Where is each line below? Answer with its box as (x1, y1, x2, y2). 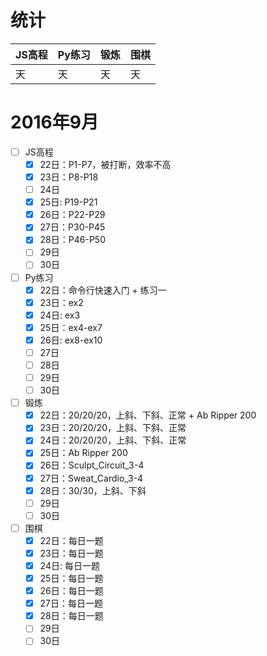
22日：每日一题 (39, 534, 104, 546)
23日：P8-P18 (39, 171, 99, 183)
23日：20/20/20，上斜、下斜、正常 (39, 422, 187, 434)
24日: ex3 (39, 309, 81, 321)
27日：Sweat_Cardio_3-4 (39, 472, 144, 484)
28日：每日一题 (39, 610, 104, 622)
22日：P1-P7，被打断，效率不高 (39, 158, 172, 170)
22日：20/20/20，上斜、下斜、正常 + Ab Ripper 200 (39, 409, 257, 421)
